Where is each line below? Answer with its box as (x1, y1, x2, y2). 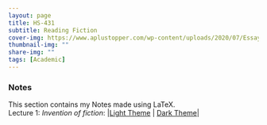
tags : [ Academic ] (8, 56, 66, 64)
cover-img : (8, 33, 44, 42)
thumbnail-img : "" (8, 41, 69, 49)
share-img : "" (8, 48, 56, 56)
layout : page (8, 11, 52, 20)
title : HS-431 (8, 19, 56, 27)
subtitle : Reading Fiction (8, 26, 98, 34)
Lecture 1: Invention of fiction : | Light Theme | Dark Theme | (8, 108, 200, 118)
